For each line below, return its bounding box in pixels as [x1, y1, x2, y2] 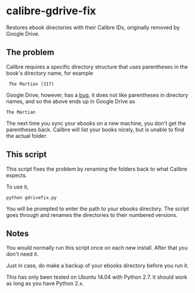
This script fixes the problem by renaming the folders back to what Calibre [6, 165, 188, 172]
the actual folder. [6, 132, 47, 139]
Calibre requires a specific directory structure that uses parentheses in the [6, 63, 188, 70]
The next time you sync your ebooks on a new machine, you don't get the [6, 119, 186, 127]
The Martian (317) [8, 81, 55, 87]
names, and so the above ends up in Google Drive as [6, 97, 135, 105]
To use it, [6, 183, 29, 190]
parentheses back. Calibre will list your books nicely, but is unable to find [6, 126, 185, 133]
